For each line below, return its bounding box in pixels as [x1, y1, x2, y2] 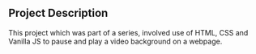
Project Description [8, 6, 109, 20]
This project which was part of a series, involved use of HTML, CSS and [8, 27, 249, 37]
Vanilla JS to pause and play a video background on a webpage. [8, 36, 223, 46]
